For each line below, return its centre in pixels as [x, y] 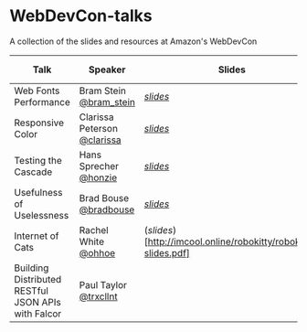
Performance [42, 102]
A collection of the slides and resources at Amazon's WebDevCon [133, 41]
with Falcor [38, 314]
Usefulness [38, 192]
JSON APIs [37, 302]
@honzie [98, 177]
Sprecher [99, 166]
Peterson [99, 128]
